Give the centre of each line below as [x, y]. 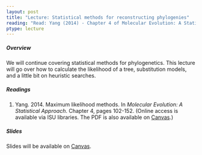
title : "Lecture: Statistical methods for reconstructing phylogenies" [98, 17]
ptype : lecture [25, 29]
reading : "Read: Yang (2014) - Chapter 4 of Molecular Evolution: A [94, 23]
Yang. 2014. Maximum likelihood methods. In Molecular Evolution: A [99, 105]
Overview [19, 47]
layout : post [23, 12]
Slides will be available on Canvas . [49, 146]
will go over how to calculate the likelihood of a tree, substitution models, [96, 69]
